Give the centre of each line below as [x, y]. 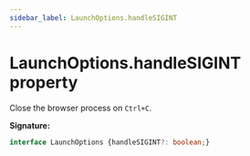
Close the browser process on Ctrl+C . [81, 108]
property [44, 82]
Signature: [30, 125]
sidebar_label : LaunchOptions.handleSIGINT [94, 18]
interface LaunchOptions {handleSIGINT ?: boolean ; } [109, 142]
